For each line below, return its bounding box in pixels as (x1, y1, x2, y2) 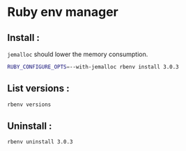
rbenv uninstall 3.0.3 (7, 139, 73, 145)
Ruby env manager (7, 4, 118, 20)
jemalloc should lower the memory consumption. (7, 50, 148, 58)
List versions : (7, 82, 70, 94)
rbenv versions (7, 101, 52, 108)
